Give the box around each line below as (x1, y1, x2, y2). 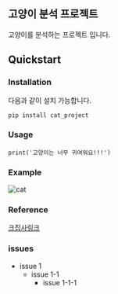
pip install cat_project (8, 111, 89, 119)
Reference (8, 204, 48, 215)
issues (8, 243, 34, 254)
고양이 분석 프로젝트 (8, 7, 98, 21)
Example (8, 167, 42, 178)
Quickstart (8, 53, 62, 67)
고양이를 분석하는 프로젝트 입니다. (8, 30, 111, 39)
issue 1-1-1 (42, 277, 77, 287)
